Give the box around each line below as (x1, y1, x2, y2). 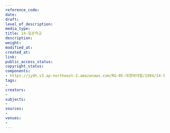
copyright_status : (5, 64, 44, 69)
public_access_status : (5, 59, 53, 64)
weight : (5, 40, 22, 46)
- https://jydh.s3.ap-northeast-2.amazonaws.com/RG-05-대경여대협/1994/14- (5, 73, 163, 78)
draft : (5, 17, 19, 22)
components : (5, 69, 30, 74)
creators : (5, 87, 26, 93)
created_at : (5, 50, 30, 55)
